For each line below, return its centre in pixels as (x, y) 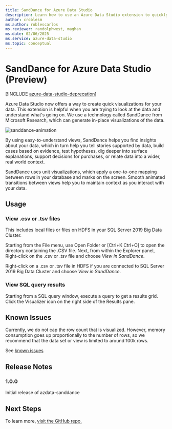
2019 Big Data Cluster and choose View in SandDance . (63, 272)
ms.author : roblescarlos (32, 24)
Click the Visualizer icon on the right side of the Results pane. (70, 301)
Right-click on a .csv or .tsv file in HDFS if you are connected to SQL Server (85, 266)
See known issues (25, 351)
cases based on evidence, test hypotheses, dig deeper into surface (76, 151)
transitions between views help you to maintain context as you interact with (85, 182)
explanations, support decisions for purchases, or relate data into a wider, (83, 156)
